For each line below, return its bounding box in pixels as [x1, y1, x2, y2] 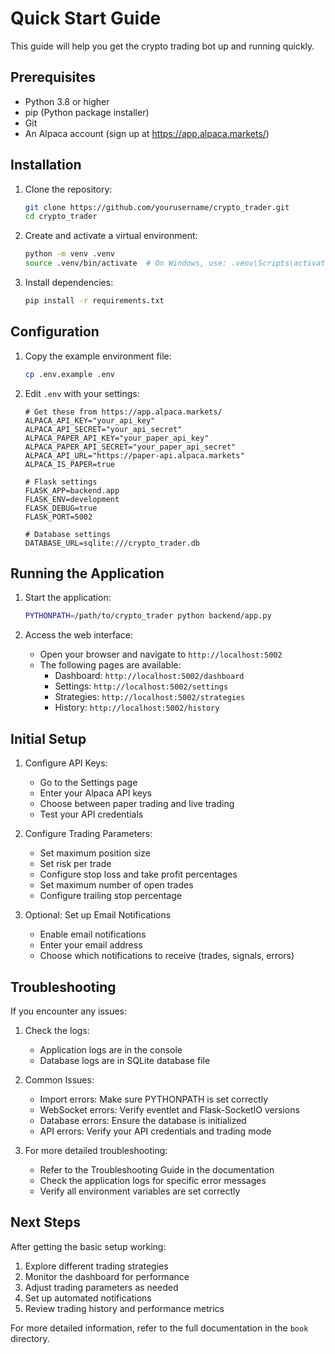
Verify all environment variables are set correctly [39, 1185, 241, 1197]
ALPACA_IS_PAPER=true [24, 459, 115, 469]
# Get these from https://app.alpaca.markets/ [24, 407, 223, 417]
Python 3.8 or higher [24, 95, 110, 107]
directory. [10, 1332, 50, 1344]
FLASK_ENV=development [24, 494, 120, 504]
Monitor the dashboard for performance [24, 1270, 190, 1282]
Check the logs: [24, 1024, 90, 1036]
